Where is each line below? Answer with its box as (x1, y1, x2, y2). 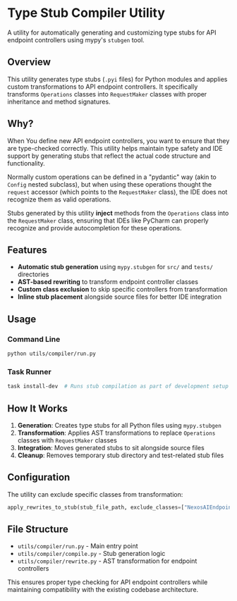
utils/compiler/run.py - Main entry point (17, 542, 139, 550)
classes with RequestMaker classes (17, 435, 118, 445)
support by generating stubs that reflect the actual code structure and (7, 151, 211, 160)
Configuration (7, 471, 71, 483)
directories (17, 270, 49, 279)
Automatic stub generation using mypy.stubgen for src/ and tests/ (17, 263, 214, 271)
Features (7, 244, 47, 256)
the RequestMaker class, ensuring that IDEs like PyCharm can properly (7, 216, 209, 225)
